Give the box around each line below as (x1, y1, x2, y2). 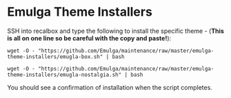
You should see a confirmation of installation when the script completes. (7, 83, 212, 91)
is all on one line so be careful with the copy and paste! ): (7, 34, 172, 42)
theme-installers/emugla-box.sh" (7, 53, 103, 60)
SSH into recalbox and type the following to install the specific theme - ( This (7, 27, 224, 35)
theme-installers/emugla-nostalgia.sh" (7, 71, 122, 78)
